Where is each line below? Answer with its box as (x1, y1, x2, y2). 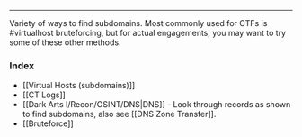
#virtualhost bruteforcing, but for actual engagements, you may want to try (9, 28, 286, 38)
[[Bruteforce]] (22, 118, 74, 129)
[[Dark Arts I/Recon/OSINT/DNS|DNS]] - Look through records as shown (22, 99, 291, 110)
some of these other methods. (9, 37, 121, 48)
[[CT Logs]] (22, 89, 66, 100)
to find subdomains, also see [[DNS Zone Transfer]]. (22, 109, 217, 120)
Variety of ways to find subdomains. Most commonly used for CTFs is (9, 18, 268, 28)
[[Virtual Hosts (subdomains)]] (22, 80, 136, 91)
